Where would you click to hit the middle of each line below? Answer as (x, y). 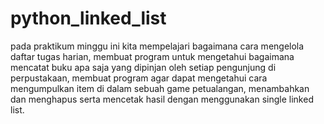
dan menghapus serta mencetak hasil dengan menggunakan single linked (162, 99)
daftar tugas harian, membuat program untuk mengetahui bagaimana (152, 56)
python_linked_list (88, 18)
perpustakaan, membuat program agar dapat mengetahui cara (139, 78)
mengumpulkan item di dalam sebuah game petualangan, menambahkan (160, 88)
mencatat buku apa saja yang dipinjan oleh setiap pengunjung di (143, 67)
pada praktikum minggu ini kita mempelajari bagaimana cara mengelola (157, 46)
